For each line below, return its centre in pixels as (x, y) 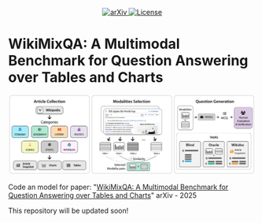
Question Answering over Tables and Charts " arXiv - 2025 (103, 195)
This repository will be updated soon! (68, 210)
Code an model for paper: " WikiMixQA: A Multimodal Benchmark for (118, 187)
